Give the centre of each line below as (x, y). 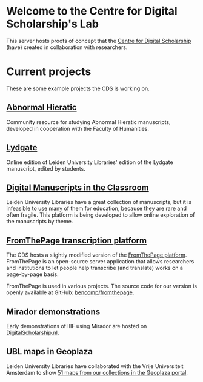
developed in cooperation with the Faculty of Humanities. (78, 128)
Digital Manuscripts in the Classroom (78, 187)
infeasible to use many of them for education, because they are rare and (96, 209)
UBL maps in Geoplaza (49, 351)
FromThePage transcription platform (77, 240)
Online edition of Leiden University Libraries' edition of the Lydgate (90, 162)
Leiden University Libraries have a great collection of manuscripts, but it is (99, 202)
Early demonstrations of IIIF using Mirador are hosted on (77, 326)
